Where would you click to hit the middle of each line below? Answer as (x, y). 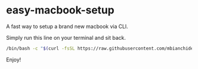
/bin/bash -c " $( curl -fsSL (41, 48)
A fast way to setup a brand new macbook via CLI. (67, 26)
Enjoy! (14, 60)
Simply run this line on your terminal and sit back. (66, 37)
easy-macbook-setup (60, 10)
